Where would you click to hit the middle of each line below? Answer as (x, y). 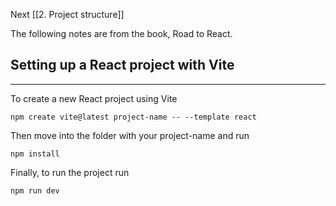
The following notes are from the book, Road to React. (121, 33)
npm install (35, 154)
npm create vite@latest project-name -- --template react (133, 117)
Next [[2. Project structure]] (67, 14)
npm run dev (35, 190)
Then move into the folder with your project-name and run (130, 135)
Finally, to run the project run (70, 172)
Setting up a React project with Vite (122, 65)
